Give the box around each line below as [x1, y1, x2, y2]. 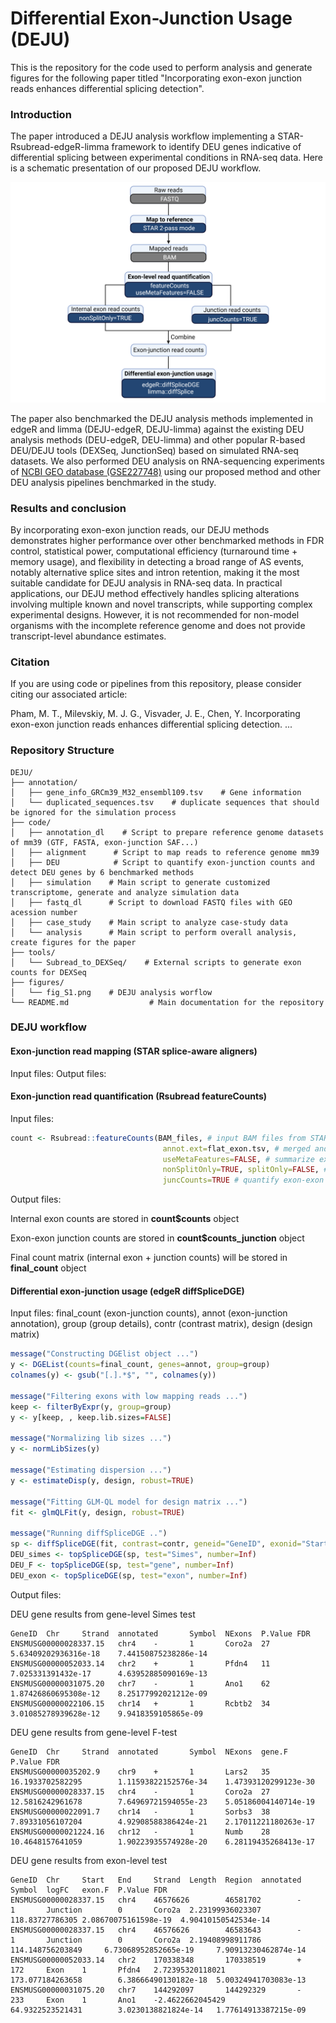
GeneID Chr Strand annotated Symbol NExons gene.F [10, 1747, 288, 1757]
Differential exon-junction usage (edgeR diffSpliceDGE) [10, 1285, 245, 1297]
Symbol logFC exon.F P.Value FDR [10, 1885, 168, 1895]
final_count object [10, 1262, 87, 1274]
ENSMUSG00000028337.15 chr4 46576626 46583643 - [10, 1925, 302, 1935]
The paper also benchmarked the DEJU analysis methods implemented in [10, 412, 313, 424]
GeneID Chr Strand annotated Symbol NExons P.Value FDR [10, 1628, 311, 1639]
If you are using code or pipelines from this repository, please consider [10, 678, 302, 690]
